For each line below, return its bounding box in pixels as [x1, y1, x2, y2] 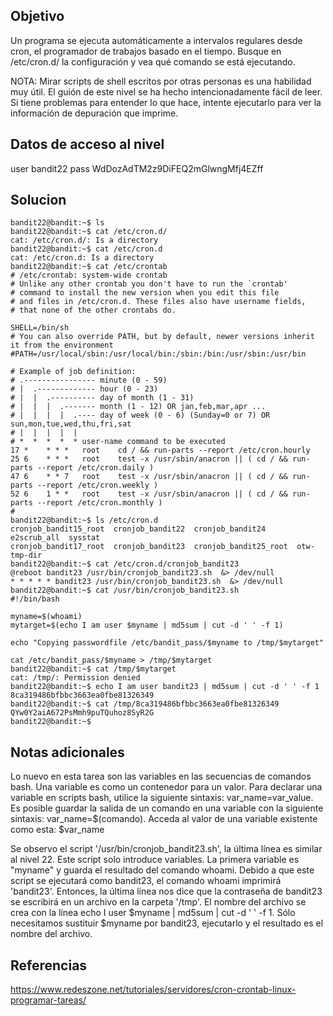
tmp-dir [10, 550, 43, 561]
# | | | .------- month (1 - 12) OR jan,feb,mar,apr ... [10, 402, 267, 412]
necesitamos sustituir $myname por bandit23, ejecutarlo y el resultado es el [10, 917, 324, 929]
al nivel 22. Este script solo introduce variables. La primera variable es [10, 854, 300, 866]
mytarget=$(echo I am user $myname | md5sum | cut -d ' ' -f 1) [10, 620, 284, 631]
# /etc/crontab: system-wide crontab [10, 270, 168, 281]
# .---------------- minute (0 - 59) [10, 375, 168, 386]
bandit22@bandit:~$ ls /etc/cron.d [10, 515, 159, 526]
